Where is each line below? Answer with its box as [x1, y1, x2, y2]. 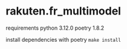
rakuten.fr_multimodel [5, 4, 122, 18]
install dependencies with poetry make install [5, 36, 122, 43]
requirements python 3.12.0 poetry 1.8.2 [5, 24, 105, 31]
